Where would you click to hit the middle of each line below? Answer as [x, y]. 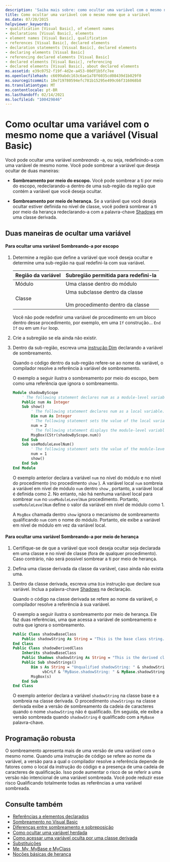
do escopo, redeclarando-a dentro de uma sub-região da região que [84, 186]
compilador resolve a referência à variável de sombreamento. [76, 368]
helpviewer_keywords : [28, 24]
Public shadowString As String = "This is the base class [84, 639]
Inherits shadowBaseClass [49, 653]
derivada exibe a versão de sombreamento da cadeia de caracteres [83, 707]
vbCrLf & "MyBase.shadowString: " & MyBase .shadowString [103, 672]
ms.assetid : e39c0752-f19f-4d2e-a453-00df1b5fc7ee [60, 71]
